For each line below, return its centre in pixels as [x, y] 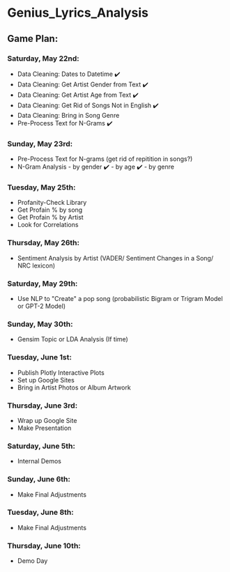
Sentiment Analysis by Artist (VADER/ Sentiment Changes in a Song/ [115, 258]
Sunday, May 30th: [40, 324]
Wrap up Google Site [47, 420]
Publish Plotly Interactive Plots [61, 372]
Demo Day [32, 561]
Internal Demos [39, 461]
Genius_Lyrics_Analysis [78, 13]
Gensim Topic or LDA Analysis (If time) [73, 339]
